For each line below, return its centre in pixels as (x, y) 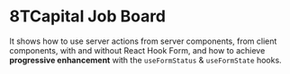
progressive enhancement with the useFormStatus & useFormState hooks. (145, 60)
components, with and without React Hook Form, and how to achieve (137, 50)
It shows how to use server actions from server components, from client (143, 41)
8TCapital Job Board (88, 16)
